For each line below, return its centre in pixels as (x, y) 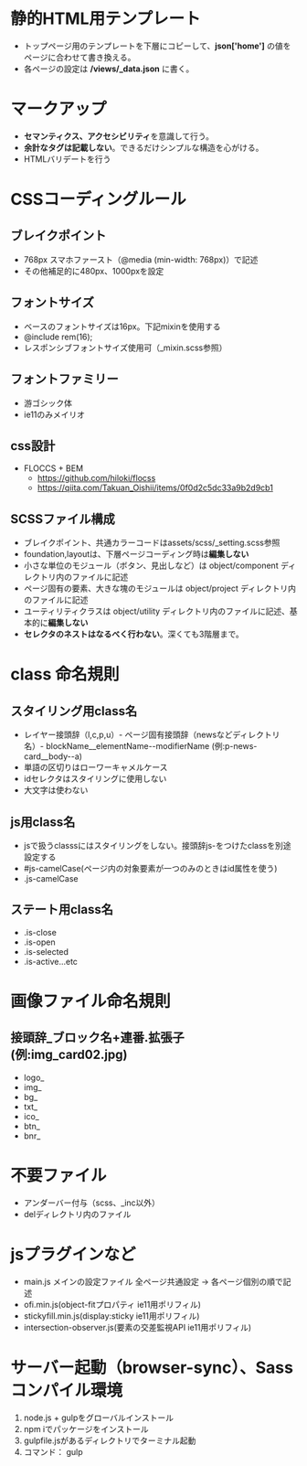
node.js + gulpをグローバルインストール (99, 1418)
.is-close (40, 932)
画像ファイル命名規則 (91, 1001)
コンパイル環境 (67, 1390)
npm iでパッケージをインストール (86, 1429)
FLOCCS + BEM (53, 468)
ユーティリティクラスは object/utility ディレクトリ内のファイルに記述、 (157, 611)
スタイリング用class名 (74, 711)
